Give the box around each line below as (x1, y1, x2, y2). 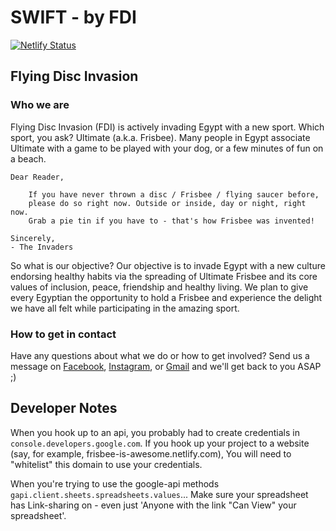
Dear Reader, (10, 172, 65, 182)
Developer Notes (10, 400, 118, 417)
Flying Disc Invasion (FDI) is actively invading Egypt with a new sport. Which (10, 121, 325, 133)
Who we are (10, 98, 70, 112)
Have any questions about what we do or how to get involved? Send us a (10, 349, 310, 361)
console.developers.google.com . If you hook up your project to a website (10, 437, 310, 449)
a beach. (10, 152, 47, 165)
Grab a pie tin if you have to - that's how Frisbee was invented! (28, 216, 315, 226)
